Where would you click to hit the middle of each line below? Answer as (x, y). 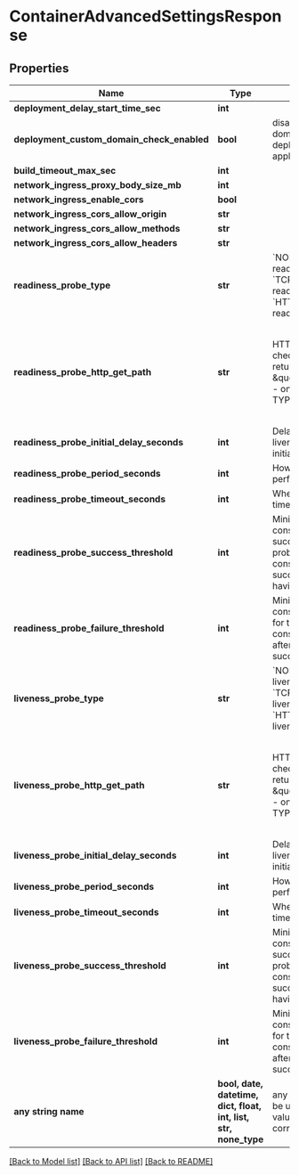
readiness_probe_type (62, 285)
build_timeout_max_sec (65, 171)
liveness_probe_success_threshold (90, 966)
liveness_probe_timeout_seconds (86, 912)
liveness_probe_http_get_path (79, 785)
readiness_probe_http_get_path (83, 372)
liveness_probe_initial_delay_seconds (95, 855)
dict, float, (239, 1106)
